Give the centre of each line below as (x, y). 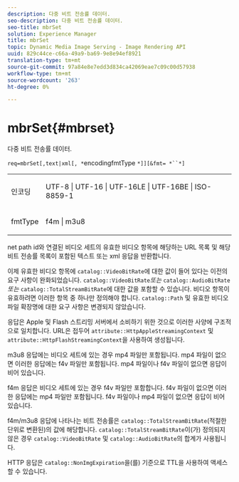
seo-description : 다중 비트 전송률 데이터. (65, 21)
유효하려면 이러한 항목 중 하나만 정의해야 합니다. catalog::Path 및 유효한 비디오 (118, 298)
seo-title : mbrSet (34, 27)
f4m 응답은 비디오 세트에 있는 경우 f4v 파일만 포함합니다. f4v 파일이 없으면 (111, 388)
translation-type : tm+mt (44, 61)
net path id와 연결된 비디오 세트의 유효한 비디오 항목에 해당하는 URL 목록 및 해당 (119, 247)
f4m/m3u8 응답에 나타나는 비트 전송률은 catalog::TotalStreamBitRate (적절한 (117, 421)
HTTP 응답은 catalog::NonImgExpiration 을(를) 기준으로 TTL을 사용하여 (108, 463)
